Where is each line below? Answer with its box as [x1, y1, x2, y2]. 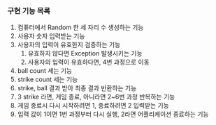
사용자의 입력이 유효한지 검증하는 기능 [17, 40, 121, 49]
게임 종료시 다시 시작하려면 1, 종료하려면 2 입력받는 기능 [17, 101, 169, 110]
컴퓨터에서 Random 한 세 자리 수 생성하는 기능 [17, 23, 144, 32]
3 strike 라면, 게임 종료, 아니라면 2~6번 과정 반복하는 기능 [17, 92, 175, 101]
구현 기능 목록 [7, 6, 51, 15]
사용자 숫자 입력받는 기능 [17, 32, 85, 40]
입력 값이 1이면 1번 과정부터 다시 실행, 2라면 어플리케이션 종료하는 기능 [17, 110, 209, 119]
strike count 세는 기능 [17, 75, 78, 84]
